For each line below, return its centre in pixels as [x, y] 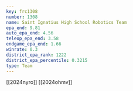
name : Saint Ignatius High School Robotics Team [66, 22]
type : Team [19, 66]
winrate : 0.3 [22, 50]
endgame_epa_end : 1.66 [34, 44]
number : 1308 [22, 17]
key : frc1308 [22, 11]
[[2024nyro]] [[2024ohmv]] [39, 82]
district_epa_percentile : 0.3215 [47, 60]
